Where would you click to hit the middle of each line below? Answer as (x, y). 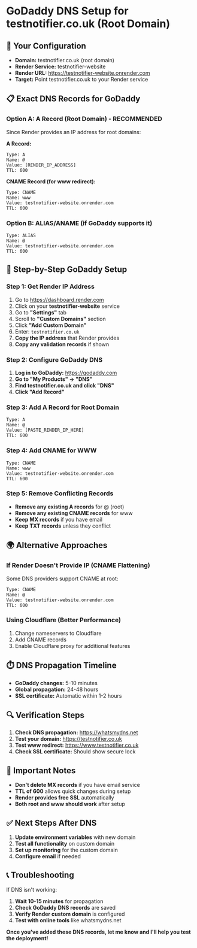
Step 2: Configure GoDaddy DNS (54, 359)
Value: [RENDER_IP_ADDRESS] (41, 165)
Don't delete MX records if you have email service (78, 785)
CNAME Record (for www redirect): (51, 181)
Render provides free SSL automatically (64, 798)
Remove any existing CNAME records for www (74, 513)
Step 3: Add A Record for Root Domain (63, 407)
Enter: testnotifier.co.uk (47, 331)
